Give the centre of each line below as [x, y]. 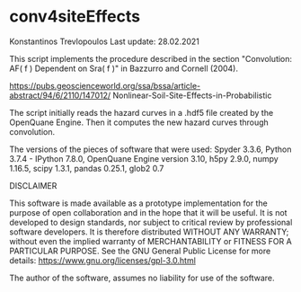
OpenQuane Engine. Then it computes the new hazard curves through [139, 122]
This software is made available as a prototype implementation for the [138, 203]
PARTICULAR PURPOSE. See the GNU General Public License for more [140, 251]
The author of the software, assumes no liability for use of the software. [142, 278]
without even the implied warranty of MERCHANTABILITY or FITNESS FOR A [150, 241]
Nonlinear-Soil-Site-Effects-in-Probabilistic [192, 95]
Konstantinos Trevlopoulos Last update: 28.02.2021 [105, 41]
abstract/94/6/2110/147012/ [60, 95]
